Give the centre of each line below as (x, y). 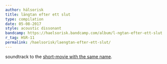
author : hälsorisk (24, 10)
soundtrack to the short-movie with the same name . (59, 56)
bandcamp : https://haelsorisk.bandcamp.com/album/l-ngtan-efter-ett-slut (84, 33)
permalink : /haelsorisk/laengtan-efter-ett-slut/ (58, 42)
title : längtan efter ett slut (38, 14)
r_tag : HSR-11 (20, 38)
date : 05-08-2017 (23, 24)
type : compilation (24, 19)
